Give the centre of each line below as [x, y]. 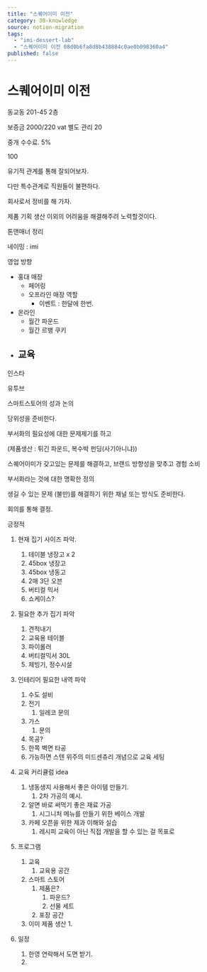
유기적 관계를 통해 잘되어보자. [48, 171]
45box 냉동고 [47, 572]
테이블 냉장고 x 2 [52, 554]
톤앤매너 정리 [26, 231]
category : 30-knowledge [43, 21]
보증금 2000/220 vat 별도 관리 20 [55, 127]
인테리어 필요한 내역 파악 [52, 679]
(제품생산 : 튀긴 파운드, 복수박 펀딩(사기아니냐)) [72, 448]
